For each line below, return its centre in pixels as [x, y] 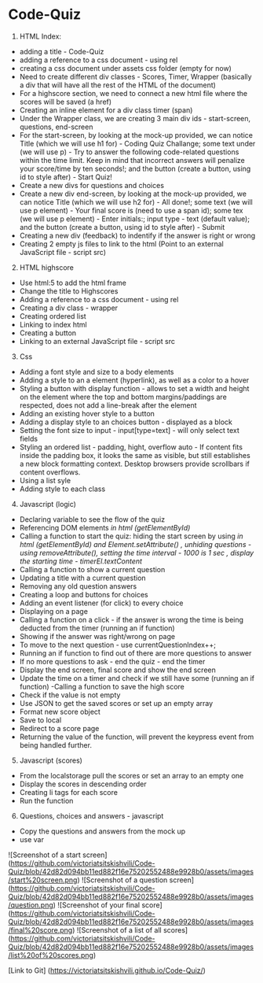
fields [28, 438]
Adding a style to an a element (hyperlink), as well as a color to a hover [134, 380]
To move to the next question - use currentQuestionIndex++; [118, 645]
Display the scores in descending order [83, 784]
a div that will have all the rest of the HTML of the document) [117, 85]
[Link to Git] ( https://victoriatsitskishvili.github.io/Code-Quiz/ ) [107, 970]
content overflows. [50, 472]
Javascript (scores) [51, 760]
